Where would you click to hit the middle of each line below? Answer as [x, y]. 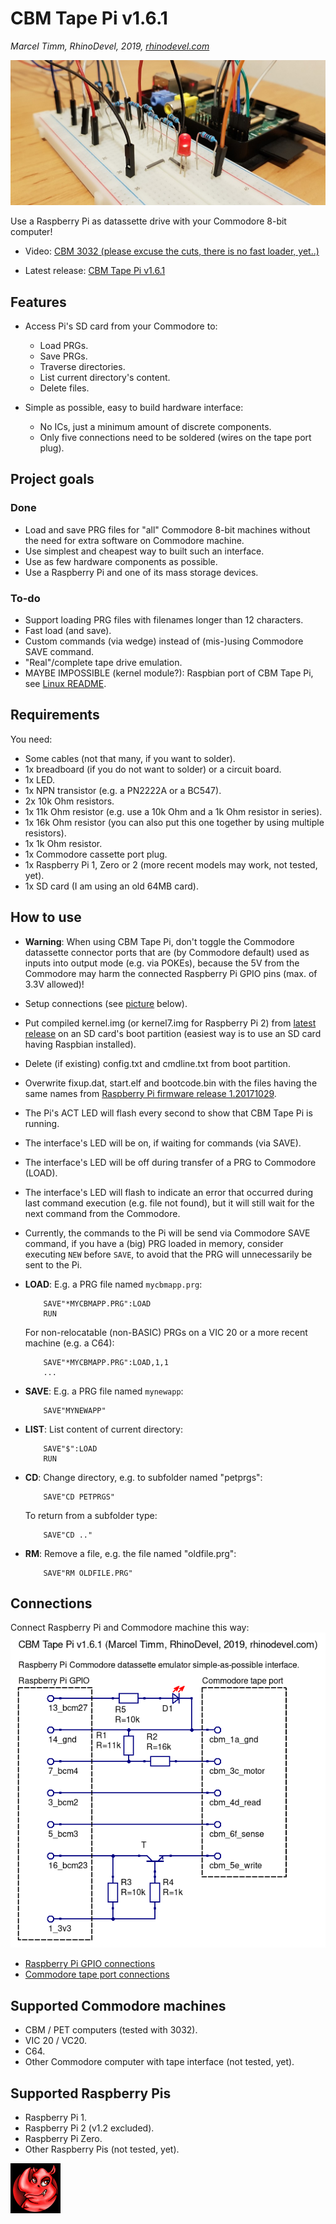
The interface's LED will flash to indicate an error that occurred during [169, 1192]
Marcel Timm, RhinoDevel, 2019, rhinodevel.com [110, 46]
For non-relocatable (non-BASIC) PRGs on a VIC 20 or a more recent [166, 1332]
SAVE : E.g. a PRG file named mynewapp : [104, 1391]
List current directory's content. [105, 378]
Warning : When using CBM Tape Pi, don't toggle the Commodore [159, 941]
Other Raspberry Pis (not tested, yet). [102, 2149]
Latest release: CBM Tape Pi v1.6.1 [95, 271]
